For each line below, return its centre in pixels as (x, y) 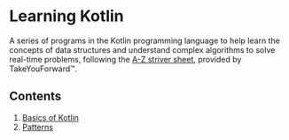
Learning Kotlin (66, 16)
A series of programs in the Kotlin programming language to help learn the (145, 41)
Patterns (37, 127)
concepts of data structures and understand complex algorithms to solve (142, 49)
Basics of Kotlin (51, 117)
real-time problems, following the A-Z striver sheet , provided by (125, 59)
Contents (35, 96)
